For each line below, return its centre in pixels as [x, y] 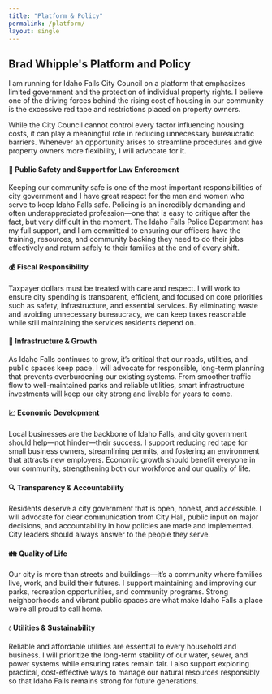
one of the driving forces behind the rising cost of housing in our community [136, 101]
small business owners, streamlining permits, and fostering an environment [134, 451]
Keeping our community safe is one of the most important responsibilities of [135, 188]
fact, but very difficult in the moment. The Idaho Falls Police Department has [136, 222]
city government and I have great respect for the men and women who [127, 196]
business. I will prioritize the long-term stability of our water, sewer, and [128, 655]
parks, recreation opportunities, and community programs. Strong [119, 592]
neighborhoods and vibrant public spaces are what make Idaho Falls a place [136, 601]
